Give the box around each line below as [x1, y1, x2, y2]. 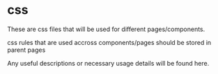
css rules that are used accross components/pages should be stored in [7, 38, 212, 46]
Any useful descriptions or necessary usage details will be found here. [7, 59, 210, 67]
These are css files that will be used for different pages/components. [7, 25, 205, 33]
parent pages [7, 46, 46, 54]
